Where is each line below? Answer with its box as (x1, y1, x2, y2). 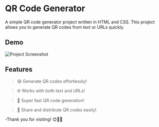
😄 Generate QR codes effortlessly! (17, 78, 87, 84)
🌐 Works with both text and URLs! (17, 88, 85, 93)
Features (5, 65, 33, 73)
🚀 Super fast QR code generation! (17, 97, 85, 103)
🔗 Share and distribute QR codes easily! (17, 107, 97, 112)
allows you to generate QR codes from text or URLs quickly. (5, 24, 124, 30)
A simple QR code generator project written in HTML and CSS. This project (5, 19, 155, 25)
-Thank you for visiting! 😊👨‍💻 (5, 116, 63, 122)
